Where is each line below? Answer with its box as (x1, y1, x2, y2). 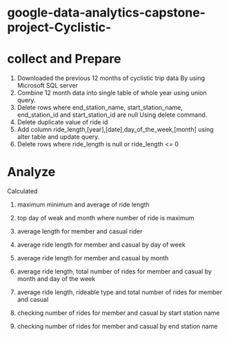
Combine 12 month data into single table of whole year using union (17, 88, 207, 97)
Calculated (7, 187, 38, 195)
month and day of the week (17, 275, 95, 283)
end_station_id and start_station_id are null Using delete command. (17, 110, 208, 119)
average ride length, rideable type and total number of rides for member (17, 288, 223, 296)
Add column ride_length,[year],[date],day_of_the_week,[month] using (17, 126, 214, 134)
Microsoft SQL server (17, 81, 78, 90)
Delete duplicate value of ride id (17, 118, 108, 126)
